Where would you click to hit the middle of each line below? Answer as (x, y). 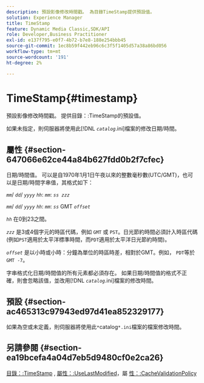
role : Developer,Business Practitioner (57, 35)
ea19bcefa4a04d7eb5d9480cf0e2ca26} (85, 358)
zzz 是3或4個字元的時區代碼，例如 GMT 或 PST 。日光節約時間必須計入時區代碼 (102, 232)
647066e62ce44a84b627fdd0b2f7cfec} (85, 160)
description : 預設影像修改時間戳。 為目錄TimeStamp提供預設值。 (80, 12)
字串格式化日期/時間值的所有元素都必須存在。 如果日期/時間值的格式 (92, 273)
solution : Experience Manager (45, 18)
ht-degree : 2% (24, 63)
